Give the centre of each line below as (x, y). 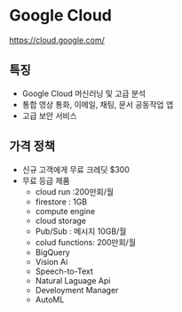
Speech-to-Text (64, 271)
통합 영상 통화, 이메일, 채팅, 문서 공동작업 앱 (98, 104)
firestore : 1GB (61, 202)
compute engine (65, 211)
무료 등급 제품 (46, 180)
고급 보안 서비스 (49, 116)
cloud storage (61, 220)
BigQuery (53, 252)
